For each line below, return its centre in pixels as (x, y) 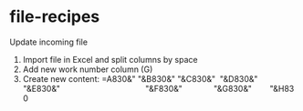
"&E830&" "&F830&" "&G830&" (137, 88)
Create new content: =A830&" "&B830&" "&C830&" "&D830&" (140, 78)
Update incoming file (49, 42)
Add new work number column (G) (88, 69)
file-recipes (55, 17)
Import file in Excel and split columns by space (110, 59)
